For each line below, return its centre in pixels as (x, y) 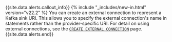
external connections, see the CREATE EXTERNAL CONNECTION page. (74, 29)
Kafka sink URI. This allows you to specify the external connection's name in (86, 18)
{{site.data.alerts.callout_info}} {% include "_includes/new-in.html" (76, 7)
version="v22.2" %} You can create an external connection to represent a (83, 13)
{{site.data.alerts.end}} (30, 34)
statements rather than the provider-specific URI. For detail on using (78, 23)
